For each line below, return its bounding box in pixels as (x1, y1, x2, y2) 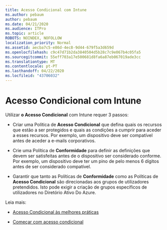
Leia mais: (5, 199, 27, 205)
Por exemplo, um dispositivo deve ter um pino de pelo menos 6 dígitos (12, 158, 159, 164)
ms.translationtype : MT (5, 59, 55, 64)
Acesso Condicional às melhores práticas (12, 209, 99, 215)
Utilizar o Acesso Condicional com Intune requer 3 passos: (5, 112, 129, 118)
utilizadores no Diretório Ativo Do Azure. (12, 189, 96, 195)
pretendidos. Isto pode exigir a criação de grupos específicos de (12, 184, 147, 190)
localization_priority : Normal (5, 40, 71, 45)
